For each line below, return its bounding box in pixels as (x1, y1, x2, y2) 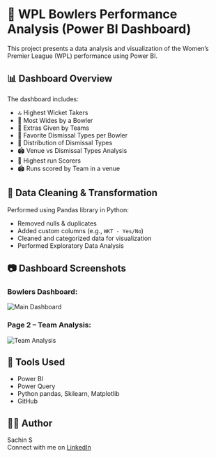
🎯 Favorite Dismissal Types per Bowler (17, 131, 128, 139)
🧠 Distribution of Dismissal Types (17, 138, 113, 147)
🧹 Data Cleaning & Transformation (7, 187, 158, 199)
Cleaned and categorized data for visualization (17, 234, 152, 242)
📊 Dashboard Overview (7, 73, 113, 84)
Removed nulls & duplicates (17, 219, 98, 228)
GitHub (17, 397, 38, 406)
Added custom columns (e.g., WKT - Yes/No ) (17, 226, 144, 235)
